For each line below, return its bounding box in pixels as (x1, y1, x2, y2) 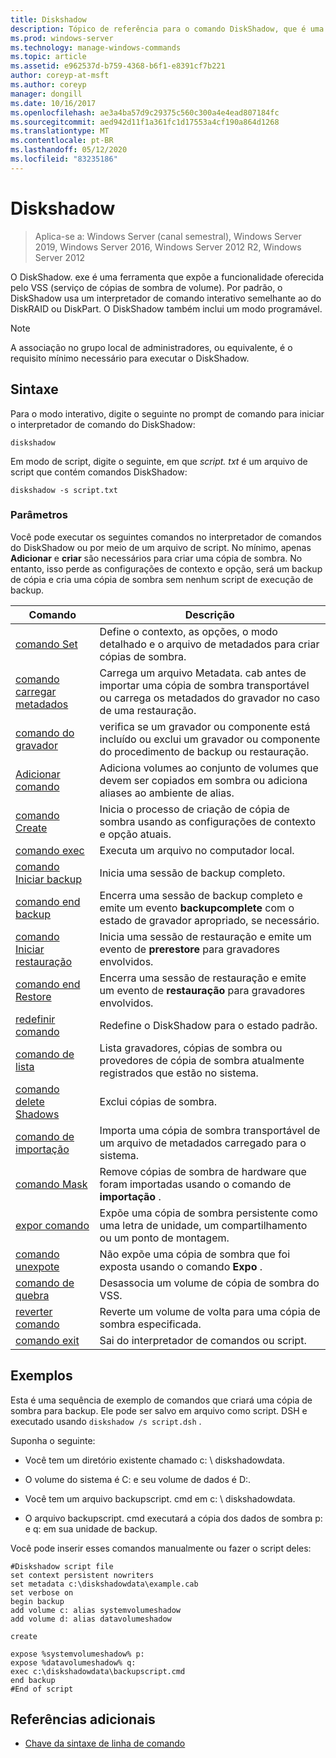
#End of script (10, 1684, 74, 1694)
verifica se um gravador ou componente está (99, 719, 311, 733)
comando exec (15, 843, 85, 857)
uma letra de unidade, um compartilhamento (99, 1218, 308, 1232)
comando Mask (15, 1177, 88, 1191)
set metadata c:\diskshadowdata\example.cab (10, 1579, 199, 1589)
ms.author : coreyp (10, 80, 87, 90)
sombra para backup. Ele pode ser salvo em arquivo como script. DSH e (10, 1404, 308, 1416)
